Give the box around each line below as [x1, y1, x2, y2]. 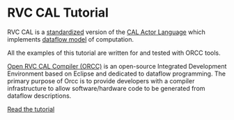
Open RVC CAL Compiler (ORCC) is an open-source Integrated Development [7, 62, 227, 70]
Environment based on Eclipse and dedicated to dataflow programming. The [7, 69, 226, 78]
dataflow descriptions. [7, 92, 72, 100]
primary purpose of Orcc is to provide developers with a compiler [7, 76, 195, 85]
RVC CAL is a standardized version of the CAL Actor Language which [7, 28, 205, 36]
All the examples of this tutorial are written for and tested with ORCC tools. [7, 49, 221, 57]
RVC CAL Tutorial [7, 5, 109, 21]
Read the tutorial [7, 105, 55, 113]
